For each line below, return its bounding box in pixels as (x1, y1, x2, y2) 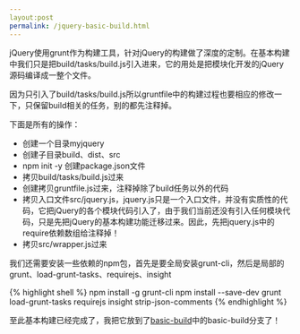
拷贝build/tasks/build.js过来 (21, 171, 124, 182)
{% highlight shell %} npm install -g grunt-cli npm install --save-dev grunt (9, 287, 282, 297)
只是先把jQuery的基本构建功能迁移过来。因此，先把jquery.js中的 (38, 216, 275, 227)
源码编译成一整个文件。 (9, 69, 96, 81)
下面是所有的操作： (9, 118, 81, 130)
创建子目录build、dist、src (21, 149, 121, 159)
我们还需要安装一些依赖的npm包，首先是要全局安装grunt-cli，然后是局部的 (9, 257, 285, 269)
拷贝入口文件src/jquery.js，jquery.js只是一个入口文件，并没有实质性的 (21, 193, 280, 204)
